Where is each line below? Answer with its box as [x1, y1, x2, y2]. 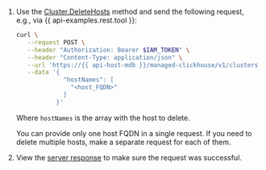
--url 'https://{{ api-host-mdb [27, 60, 136, 69]
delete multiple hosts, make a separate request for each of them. [15, 137, 231, 147]
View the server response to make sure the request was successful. [15, 152, 242, 162]
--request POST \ [27, 38, 85, 47]
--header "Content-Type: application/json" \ [27, 53, 183, 61]
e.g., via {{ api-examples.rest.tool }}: [15, 15, 137, 25]
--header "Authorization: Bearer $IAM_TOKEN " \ [27, 46, 190, 54]
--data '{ [27, 68, 60, 77]
